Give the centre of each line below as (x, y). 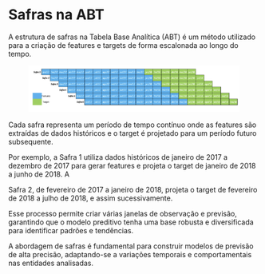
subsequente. (31, 141)
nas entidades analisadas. (51, 263)
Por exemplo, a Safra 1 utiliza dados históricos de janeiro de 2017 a (118, 157)
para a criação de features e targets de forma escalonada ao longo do (123, 45)
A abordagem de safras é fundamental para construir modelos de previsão (131, 246)
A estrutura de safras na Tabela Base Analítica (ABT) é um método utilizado (132, 37)
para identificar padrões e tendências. (71, 230)
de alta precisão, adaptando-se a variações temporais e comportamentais (130, 254)
